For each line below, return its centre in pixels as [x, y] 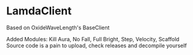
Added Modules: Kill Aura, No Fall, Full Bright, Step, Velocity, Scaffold [93, 39]
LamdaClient [39, 11]
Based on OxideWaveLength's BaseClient [58, 27]
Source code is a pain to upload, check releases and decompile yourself [96, 45]
